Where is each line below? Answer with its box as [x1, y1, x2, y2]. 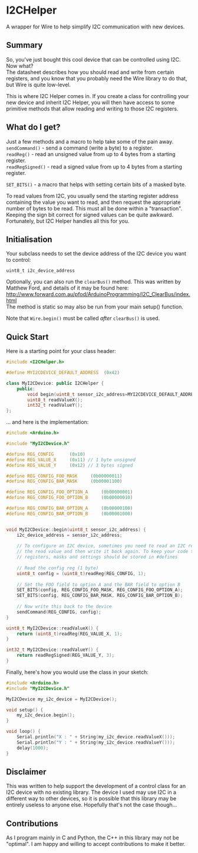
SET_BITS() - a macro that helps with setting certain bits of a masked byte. [6, 181, 187, 188]
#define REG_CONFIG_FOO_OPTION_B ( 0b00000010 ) [6, 495, 133, 501]
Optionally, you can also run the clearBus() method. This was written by [6, 278, 181, 286]
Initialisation [6, 234, 52, 244]
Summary [6, 40, 43, 50]
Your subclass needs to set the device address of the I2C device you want [6, 250, 187, 257]
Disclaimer [6, 767, 47, 777]
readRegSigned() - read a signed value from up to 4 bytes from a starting [6, 163, 183, 170]
